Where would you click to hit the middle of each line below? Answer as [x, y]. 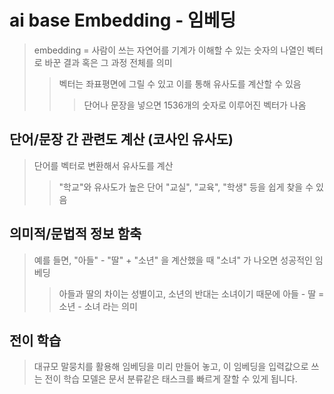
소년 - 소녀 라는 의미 [98, 306]
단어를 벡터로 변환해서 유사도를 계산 [103, 165]
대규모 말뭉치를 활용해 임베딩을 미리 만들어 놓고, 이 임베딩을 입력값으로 [171, 367]
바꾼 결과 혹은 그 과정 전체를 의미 [108, 62]
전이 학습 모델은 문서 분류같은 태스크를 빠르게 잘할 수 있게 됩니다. [171, 379]
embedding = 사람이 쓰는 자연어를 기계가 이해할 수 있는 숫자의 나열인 [169, 50]
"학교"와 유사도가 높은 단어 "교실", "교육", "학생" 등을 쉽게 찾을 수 [186, 187]
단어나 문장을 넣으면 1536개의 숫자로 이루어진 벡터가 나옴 [195, 105]
